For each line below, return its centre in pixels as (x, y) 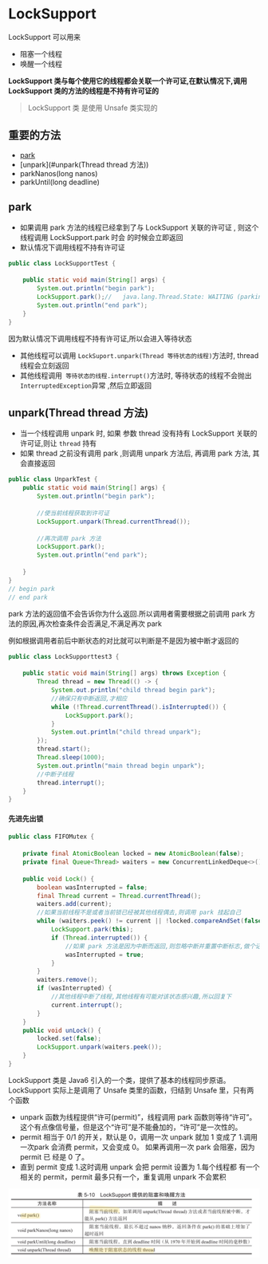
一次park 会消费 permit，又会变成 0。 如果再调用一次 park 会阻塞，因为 (137, 1147)
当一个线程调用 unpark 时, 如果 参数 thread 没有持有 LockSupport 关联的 (138, 433)
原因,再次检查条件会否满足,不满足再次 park (92, 624)
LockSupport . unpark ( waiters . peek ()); (99, 1047)
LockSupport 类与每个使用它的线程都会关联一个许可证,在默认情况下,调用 (128, 81)
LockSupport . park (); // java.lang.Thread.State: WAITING (135, 297)
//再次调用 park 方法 (69, 538)
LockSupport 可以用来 (45, 37)
